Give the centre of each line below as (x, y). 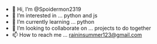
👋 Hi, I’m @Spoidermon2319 (46, 9)
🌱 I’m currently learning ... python (53, 22)
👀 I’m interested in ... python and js (55, 15)
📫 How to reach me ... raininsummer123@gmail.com (77, 35)
